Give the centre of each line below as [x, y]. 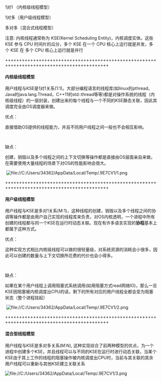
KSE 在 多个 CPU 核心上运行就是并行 [47, 50]
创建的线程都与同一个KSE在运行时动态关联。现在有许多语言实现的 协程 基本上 [81, 223]
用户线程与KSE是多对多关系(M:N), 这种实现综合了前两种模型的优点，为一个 [80, 345]
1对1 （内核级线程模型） [29, 7]
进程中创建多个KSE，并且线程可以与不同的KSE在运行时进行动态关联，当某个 [81, 351]
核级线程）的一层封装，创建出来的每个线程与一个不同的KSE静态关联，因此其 [81, 100]
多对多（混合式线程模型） [30, 28]
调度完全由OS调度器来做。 [31, 107]
